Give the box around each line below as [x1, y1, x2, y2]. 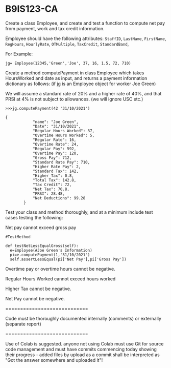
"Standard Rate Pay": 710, [32, 159, 90, 165]
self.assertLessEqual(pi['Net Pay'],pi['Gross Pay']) [10, 257, 127, 262]
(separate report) [5, 321, 42, 327]
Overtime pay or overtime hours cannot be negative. [5, 265, 116, 272]
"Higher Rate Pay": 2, [32, 164, 81, 169]
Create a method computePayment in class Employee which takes [5, 70, 144, 76]
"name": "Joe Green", [32, 119, 79, 125]
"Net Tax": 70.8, [32, 187, 70, 192]
